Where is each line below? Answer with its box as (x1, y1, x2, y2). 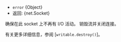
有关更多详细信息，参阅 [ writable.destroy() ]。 (5, 31, 103, 37)
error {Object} (12, 4, 42, 10)
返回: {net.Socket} (12, 10, 50, 16)
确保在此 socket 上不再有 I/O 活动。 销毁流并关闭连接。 (5, 21, 119, 26)
